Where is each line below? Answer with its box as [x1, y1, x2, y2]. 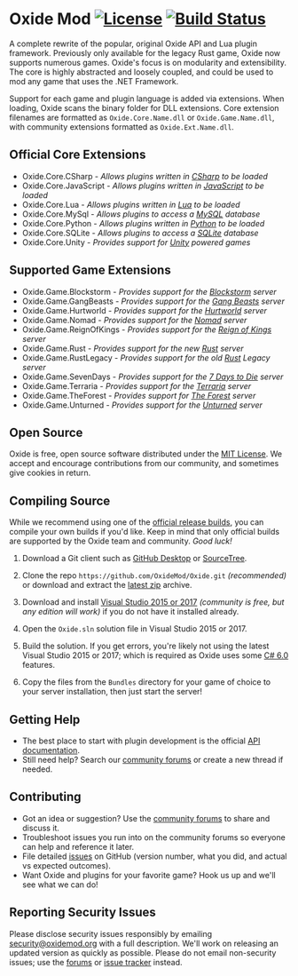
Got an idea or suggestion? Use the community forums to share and [21, 813, 271, 823]
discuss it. [21, 822, 60, 833]
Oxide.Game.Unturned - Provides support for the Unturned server [21, 400, 263, 410]
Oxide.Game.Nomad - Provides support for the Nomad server [21, 314, 247, 325]
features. [21, 660, 56, 671]
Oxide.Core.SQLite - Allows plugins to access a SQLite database [21, 227, 259, 238]
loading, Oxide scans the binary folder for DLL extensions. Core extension [9, 102, 279, 113]
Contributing [9, 790, 82, 805]
